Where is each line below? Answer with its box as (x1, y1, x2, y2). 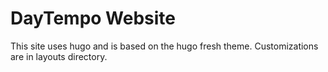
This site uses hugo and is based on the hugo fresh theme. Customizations (10, 40, 319, 52)
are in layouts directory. (10, 50, 108, 62)
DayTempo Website (10, 7, 177, 30)
